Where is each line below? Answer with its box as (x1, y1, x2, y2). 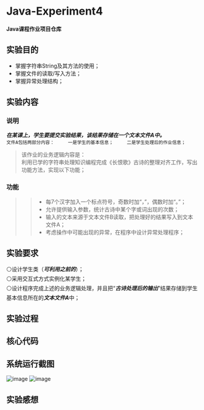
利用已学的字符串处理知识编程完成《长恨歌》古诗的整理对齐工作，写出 (21, 158, 198, 166)
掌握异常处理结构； (15, 77, 64, 85)
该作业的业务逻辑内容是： (21, 151, 86, 158)
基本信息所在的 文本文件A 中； (6, 294, 80, 301)
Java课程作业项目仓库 (6, 25, 62, 32)
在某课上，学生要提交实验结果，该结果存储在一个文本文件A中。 (6, 132, 166, 139)
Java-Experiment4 (6, 4, 104, 18)
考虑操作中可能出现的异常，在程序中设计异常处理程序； (45, 228, 185, 236)
